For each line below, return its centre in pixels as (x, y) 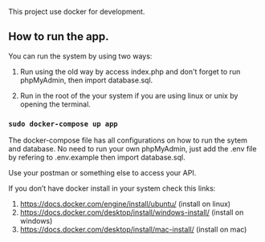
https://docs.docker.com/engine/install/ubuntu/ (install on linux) (125, 204)
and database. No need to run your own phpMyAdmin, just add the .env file (132, 149)
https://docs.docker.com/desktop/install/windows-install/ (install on (132, 212)
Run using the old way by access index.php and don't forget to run (130, 71)
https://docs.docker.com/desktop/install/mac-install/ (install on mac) (133, 230)
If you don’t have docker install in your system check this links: (112, 188)
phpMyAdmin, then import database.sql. (86, 80)
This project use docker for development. (77, 12)
